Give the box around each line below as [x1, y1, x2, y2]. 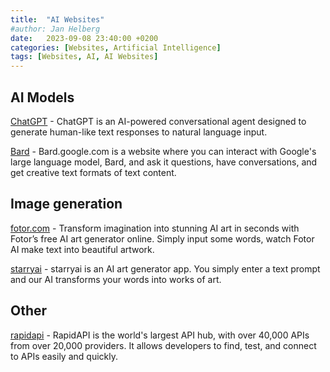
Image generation [10, 196, 123, 213]
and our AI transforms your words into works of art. [10, 273, 222, 285]
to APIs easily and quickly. [10, 350, 118, 362]
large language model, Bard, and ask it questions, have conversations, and [10, 156, 318, 168]
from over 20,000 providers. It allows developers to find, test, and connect [10, 339, 317, 351]
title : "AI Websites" [10, 14, 105, 25]
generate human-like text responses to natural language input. [10, 126, 268, 138]
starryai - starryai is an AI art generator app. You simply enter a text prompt [10, 262, 321, 275]
